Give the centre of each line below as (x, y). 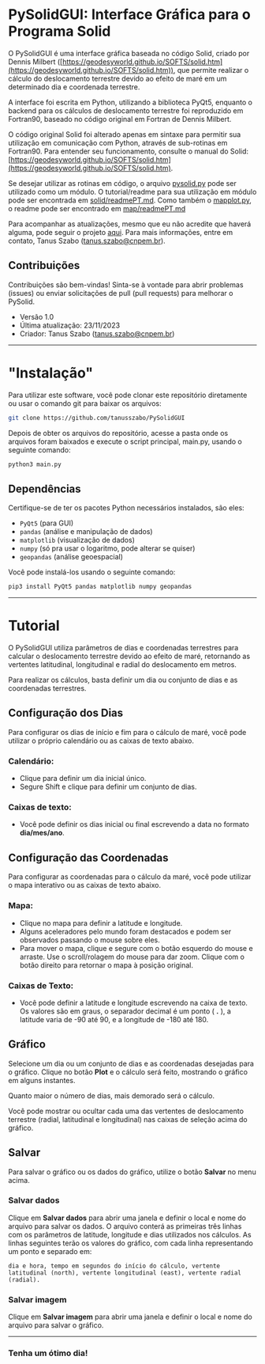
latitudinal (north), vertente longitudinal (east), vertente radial (125, 1273)
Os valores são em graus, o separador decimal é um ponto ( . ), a (125, 1011)
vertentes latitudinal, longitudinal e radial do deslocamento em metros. (122, 665)
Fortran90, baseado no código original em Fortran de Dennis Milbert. (120, 119)
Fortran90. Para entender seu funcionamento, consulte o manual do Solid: (129, 151)
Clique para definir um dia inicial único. (83, 779)
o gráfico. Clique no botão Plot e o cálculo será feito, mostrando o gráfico (128, 1072)
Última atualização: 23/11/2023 (70, 325)
